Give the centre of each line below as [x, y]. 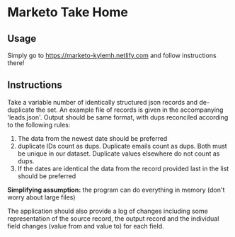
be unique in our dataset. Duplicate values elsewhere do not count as [119, 154]
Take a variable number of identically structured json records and [103, 102]
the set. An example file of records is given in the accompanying [130, 110]
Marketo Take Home [68, 12]
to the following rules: [39, 125]
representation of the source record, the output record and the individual [113, 218]
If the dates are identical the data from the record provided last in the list [123, 168]
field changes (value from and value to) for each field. [86, 226]
